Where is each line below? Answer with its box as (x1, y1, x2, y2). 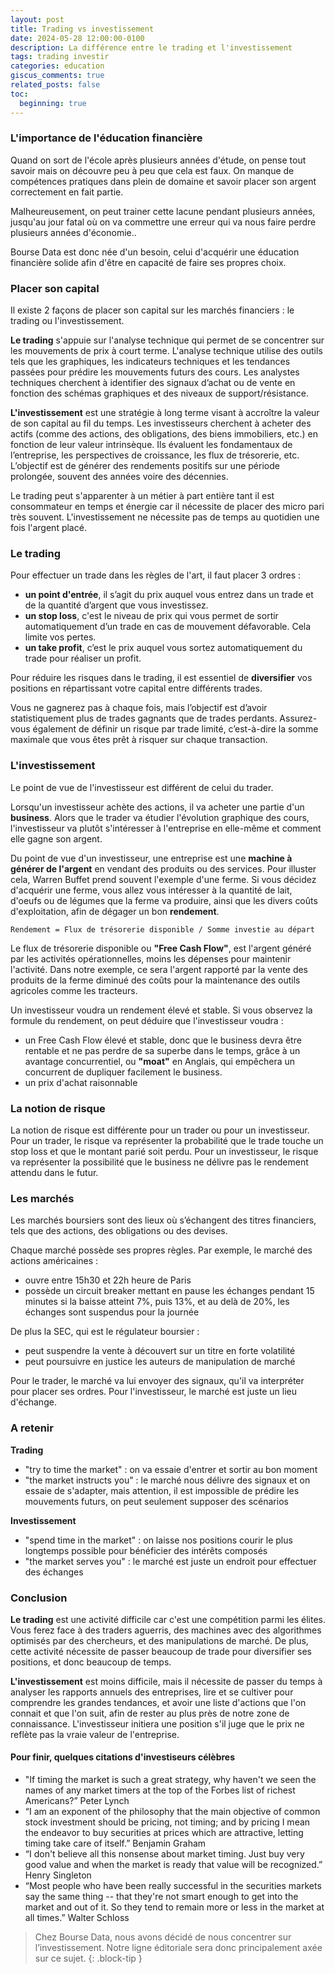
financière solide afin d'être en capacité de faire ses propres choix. (10, 256, 287, 268)
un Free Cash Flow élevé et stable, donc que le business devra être (24, 1034, 302, 1046)
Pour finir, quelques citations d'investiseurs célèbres (10, 1751, 236, 1763)
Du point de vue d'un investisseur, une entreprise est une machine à (10, 852, 293, 864)
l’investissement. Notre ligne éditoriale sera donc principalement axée (34, 1942, 323, 1954)
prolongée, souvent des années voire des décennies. (10, 471, 229, 483)
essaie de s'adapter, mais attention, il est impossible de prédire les (24, 1484, 300, 1496)
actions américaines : (10, 1255, 99, 1267)
